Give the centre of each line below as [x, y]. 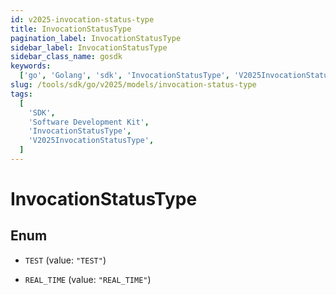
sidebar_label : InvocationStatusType [89, 47]
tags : [21, 94]
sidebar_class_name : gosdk [66, 57]
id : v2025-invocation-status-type [82, 19]
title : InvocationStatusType [71, 29]
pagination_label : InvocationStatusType [96, 38]
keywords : [31, 66]
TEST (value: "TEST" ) [65, 260]
